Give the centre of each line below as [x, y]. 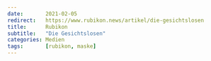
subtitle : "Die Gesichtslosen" [57, 33]
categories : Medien [36, 40]
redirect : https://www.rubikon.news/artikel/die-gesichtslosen [105, 20]
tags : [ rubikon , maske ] [52, 46]
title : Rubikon [38, 27]
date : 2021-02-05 [42, 14]
